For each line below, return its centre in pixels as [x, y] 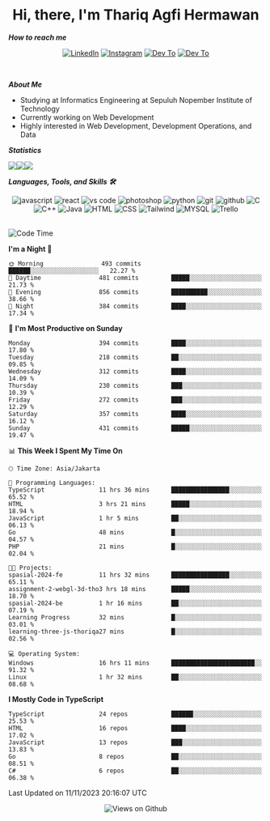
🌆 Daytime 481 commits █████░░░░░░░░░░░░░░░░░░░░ [135, 278]
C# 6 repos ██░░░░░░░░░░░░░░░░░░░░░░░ [135, 771]
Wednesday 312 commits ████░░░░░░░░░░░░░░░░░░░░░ [135, 371]
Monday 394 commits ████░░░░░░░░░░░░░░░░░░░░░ [135, 343]
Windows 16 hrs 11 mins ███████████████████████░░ [135, 663]
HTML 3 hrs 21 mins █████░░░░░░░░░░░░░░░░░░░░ [135, 504]
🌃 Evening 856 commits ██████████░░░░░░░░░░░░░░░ [135, 292]
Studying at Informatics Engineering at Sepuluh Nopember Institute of [136, 100]
